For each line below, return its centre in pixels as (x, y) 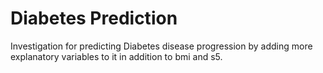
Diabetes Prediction (94, 18)
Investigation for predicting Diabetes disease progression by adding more (161, 46)
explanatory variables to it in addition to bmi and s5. (116, 56)
